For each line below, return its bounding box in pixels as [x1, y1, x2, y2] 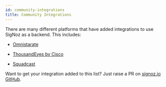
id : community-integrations [5, 7, 65, 13]
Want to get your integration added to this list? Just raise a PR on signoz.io [5, 70, 161, 76]
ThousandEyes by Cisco [12, 51, 63, 57]
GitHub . [5, 76, 21, 82]
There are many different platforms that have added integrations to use [5, 26, 154, 32]
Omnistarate [12, 41, 39, 47]
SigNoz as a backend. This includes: [5, 31, 81, 37]
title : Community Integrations [5, 12, 72, 17]
